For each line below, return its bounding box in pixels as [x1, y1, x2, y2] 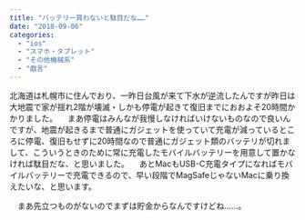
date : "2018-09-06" [9, 22, 84, 31]
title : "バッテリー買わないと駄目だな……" [9, 13, 150, 23]
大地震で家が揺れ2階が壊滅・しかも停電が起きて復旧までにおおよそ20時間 [9, 101, 288, 112]
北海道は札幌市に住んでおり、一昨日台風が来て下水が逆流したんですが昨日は [9, 90, 296, 101]
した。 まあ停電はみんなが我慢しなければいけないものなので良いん [33, 113, 291, 124]
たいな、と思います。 [16, 181, 97, 192]
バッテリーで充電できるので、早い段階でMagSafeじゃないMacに [25, 169, 266, 180]
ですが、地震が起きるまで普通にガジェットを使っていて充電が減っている [9, 124, 280, 135]
